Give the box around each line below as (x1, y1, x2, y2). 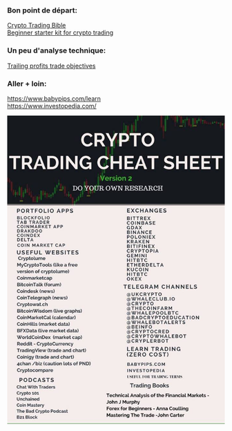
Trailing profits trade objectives (7, 61, 96, 70)
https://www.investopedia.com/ (7, 102, 97, 110)
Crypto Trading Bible (7, 21, 66, 30)
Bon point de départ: (7, 6, 78, 15)
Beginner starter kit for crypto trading (7, 28, 114, 37)
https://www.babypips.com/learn (7, 94, 101, 102)
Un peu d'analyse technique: (7, 46, 106, 55)
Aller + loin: (7, 79, 47, 88)
